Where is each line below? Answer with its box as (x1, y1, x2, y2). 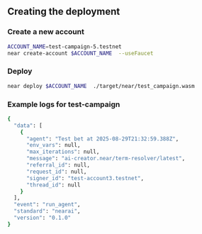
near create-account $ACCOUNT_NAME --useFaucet (7, 50, 154, 57)
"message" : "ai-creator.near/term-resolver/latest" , (26, 155, 186, 162)
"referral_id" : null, (26, 162, 91, 169)
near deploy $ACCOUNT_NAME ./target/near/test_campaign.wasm (7, 82, 195, 89)
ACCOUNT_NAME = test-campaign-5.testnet (7, 43, 122, 50)
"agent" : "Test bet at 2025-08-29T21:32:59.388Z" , (26, 135, 179, 143)
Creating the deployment (7, 6, 120, 18)
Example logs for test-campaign (7, 99, 120, 109)
